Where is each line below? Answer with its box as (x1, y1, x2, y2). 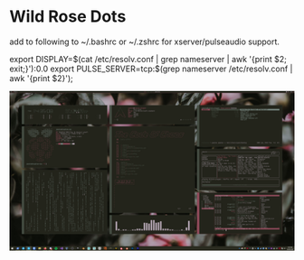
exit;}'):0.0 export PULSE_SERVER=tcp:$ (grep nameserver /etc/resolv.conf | (9, 63, 293, 74)
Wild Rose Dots (9, 6, 127, 27)
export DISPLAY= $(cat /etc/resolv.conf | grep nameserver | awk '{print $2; (9, 53, 287, 64)
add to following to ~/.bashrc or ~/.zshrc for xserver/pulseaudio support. (9, 36, 280, 47)
